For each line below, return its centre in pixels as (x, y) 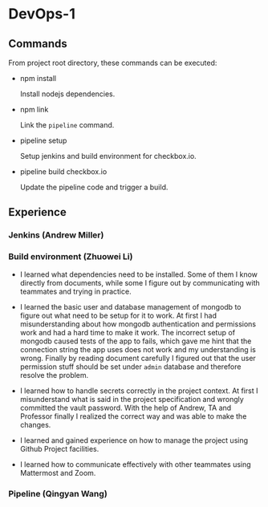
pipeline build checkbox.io (63, 172)
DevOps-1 (42, 14)
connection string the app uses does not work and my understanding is (138, 349)
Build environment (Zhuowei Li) (71, 257)
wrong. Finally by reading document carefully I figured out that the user (138, 358)
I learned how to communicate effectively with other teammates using (135, 464)
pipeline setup (43, 140)
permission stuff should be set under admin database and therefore (130, 367)
